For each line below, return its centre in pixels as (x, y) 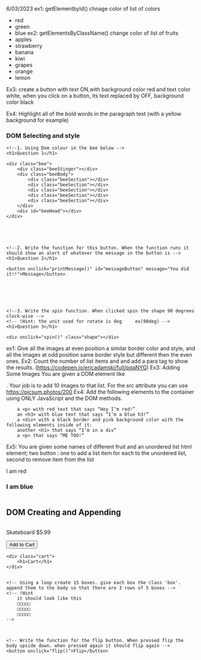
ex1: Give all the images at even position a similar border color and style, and (101, 348)
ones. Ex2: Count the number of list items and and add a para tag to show (97, 361)
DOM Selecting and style (43, 136)
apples (23, 39)
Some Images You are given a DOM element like (66, 374)
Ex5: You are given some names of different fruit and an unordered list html (99, 447)
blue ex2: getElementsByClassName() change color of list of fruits (97, 33)
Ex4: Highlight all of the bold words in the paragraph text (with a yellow (94, 114)
